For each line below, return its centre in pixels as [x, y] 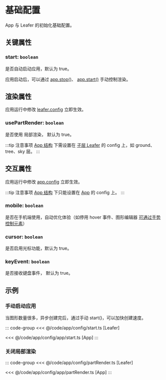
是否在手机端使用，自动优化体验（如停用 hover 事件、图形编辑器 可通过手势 [83, 217]
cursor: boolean [24, 237]
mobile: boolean [24, 206]
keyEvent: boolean [27, 262]
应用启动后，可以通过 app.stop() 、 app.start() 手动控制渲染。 [68, 79]
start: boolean [22, 57]
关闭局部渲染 [21, 351]
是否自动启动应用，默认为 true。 [38, 69]
